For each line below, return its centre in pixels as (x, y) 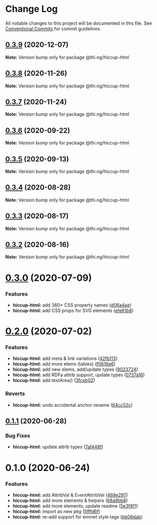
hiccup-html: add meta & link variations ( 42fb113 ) (65, 358)
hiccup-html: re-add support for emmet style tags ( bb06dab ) (78, 517)
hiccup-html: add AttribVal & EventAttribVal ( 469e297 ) (70, 495)
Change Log (31, 9)
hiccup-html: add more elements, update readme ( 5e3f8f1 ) (75, 506)
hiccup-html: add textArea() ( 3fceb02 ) (54, 381)
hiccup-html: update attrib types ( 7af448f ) (58, 447)
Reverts (15, 394)
